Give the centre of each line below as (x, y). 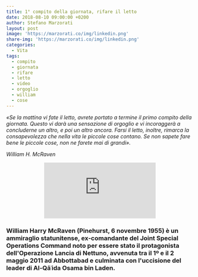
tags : (13, 56)
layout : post (22, 28)
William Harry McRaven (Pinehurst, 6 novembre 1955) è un (92, 231)
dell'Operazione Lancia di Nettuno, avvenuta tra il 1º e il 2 (90, 253)
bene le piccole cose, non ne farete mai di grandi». (68, 142)
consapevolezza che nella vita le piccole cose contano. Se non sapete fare (98, 136)
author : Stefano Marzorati (40, 23)
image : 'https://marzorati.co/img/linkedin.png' (67, 34)
